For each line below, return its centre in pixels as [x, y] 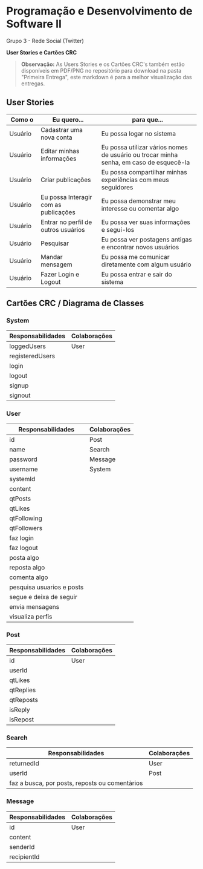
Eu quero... [68, 119]
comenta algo [29, 577]
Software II [34, 24]
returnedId [24, 764]
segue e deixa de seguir [43, 597]
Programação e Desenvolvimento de [99, 11]
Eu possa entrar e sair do [137, 274]
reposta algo [27, 567]
